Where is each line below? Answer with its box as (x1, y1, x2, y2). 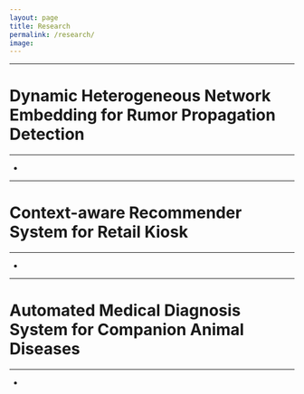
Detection (9, 124, 85, 145)
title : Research (9, 22, 71, 31)
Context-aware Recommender (9, 202, 242, 223)
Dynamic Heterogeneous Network (9, 86, 271, 107)
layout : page (9, 13, 59, 23)
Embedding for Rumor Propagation (9, 105, 276, 126)
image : (9, 38, 34, 48)
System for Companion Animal (9, 320, 244, 340)
